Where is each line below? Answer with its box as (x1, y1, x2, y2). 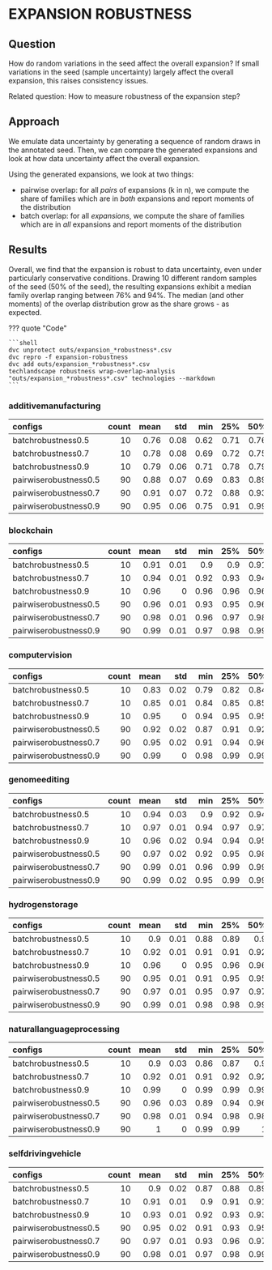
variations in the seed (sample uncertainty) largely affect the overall (8, 67, 234, 77)
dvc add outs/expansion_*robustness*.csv (8, 360, 151, 369)
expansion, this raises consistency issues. (8, 76, 149, 85)
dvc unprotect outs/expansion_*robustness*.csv (8, 346, 172, 354)
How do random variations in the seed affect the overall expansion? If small (8, 58, 260, 68)
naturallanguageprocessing (8, 1024, 120, 1035)
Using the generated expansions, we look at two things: (8, 169, 194, 179)
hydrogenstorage (8, 898, 79, 910)
